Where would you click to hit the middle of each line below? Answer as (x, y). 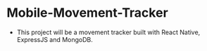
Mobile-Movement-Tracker (87, 13)
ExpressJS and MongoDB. (55, 39)
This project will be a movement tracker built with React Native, (108, 32)
